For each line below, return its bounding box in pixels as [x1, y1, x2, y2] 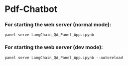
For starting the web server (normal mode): [4, 21, 112, 28]
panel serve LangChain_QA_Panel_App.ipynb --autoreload [4, 55, 123, 60]
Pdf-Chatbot [4, 3, 58, 15]
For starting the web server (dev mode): [4, 44, 103, 51]
